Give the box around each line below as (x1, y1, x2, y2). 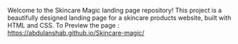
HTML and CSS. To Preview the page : (7, 21, 119, 29)
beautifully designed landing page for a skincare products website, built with (7, 13, 232, 22)
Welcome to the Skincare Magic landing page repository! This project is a (7, 6, 222, 14)
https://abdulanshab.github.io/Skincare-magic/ (7, 28, 145, 37)
